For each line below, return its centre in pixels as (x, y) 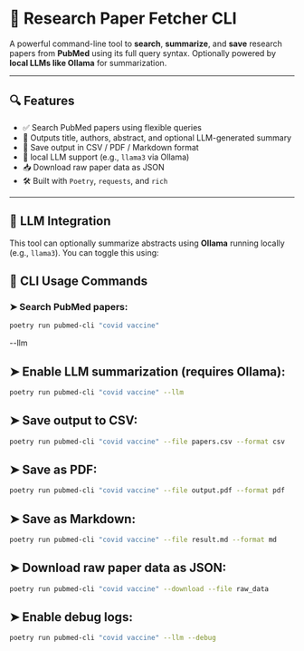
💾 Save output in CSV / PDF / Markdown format (110, 147)
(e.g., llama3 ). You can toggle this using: (85, 252)
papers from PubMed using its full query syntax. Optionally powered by (143, 53)
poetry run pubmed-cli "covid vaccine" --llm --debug (113, 638)
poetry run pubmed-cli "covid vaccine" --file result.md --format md (143, 539)
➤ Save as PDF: (53, 469)
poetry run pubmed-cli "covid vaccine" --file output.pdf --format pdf (147, 491)
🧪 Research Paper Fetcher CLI (123, 19)
